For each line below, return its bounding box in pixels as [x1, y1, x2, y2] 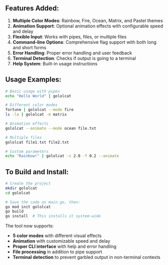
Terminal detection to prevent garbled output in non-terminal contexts [12, 254, 161, 260]
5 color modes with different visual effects [12, 233, 102, 239]
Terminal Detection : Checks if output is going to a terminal [12, 55, 136, 61]
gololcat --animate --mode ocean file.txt [5, 126, 96, 131]
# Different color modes [5, 102, 58, 108]
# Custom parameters [5, 149, 49, 154]
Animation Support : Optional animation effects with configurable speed [12, 23, 163, 29]
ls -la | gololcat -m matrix [5, 112, 67, 117]
